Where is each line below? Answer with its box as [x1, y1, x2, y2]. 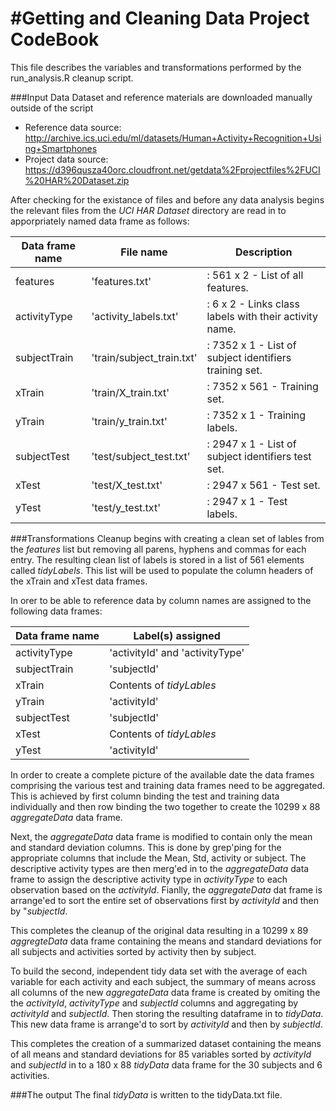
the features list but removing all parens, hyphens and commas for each [10, 543, 307, 555]
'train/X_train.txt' [91, 385, 170, 399]
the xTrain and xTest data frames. [10, 575, 148, 587]
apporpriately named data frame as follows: [10, 215, 190, 227]
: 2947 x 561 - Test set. [206, 478, 321, 492]
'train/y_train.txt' [91, 414, 168, 428]
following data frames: [10, 605, 103, 617]
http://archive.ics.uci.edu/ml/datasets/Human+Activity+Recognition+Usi [24, 132, 322, 144]
